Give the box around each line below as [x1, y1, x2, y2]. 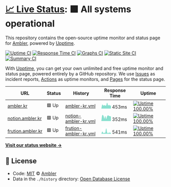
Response [104, 87, 126, 94]
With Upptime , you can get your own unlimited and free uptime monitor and [5, 65, 164, 71]
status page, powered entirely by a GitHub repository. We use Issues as [5, 70, 155, 76]
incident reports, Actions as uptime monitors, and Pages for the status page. [5, 76, 165, 82]
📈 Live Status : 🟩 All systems [5, 4, 131, 15]
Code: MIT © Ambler [12, 170, 57, 176]
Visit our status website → [5, 142, 62, 148]
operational [5, 18, 55, 30]
